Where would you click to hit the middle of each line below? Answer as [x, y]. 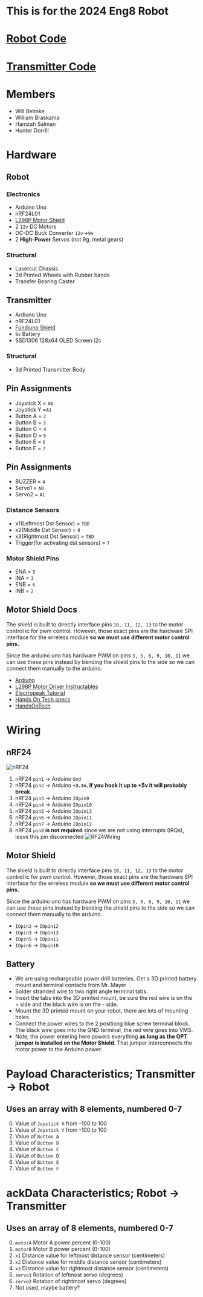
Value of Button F [37, 1169]
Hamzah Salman [35, 124]
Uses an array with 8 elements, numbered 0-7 [94, 1109]
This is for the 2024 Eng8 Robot [88, 11]
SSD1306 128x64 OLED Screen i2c [58, 341]
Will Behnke [30, 111]
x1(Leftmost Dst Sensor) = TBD [52, 523]
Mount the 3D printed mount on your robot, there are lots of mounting [101, 1011]
